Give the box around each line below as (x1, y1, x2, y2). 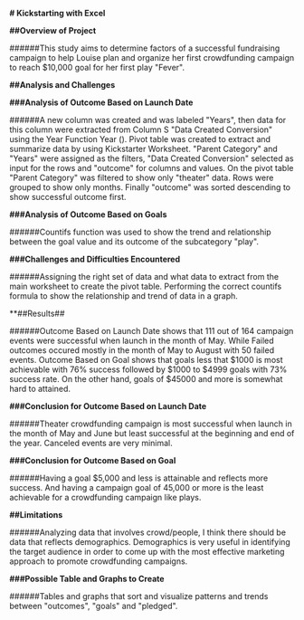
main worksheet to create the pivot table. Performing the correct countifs (9, 281, 282, 291)
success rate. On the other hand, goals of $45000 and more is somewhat (9, 374, 283, 384)
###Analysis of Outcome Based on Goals (9, 209, 167, 220)
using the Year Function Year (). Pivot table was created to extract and (9, 134, 271, 144)
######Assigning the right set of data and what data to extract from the (9, 272, 279, 281)
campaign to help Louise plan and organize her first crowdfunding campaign (9, 52, 295, 62)
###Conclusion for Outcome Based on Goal (9, 455, 176, 465)
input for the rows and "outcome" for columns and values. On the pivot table (9, 163, 294, 173)
